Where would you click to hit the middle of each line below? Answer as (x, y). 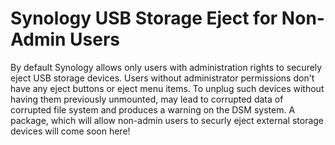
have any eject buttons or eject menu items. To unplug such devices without (167, 88)
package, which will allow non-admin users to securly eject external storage (167, 120)
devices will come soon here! (70, 131)
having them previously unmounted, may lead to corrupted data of (147, 99)
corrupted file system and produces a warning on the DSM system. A (153, 109)
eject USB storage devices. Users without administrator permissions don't (162, 78)
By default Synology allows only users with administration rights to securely (166, 67)
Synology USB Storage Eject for (144, 18)
